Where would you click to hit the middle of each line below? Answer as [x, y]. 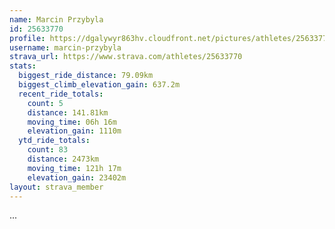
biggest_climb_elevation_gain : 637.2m [99, 85]
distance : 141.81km [68, 112]
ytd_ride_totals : [54, 141]
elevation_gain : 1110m [74, 131]
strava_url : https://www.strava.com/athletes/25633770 [126, 57]
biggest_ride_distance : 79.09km [86, 76]
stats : [23, 66]
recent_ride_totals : [61, 94]
